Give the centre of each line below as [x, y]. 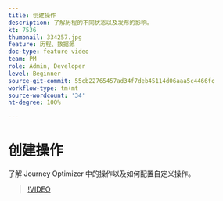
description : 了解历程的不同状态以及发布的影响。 [81, 23]
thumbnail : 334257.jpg [45, 37]
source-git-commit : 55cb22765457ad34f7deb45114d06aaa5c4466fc [111, 81]
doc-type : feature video [49, 52]
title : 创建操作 [32, 15]
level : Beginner [34, 74]
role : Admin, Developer [47, 66]
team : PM [22, 59]
